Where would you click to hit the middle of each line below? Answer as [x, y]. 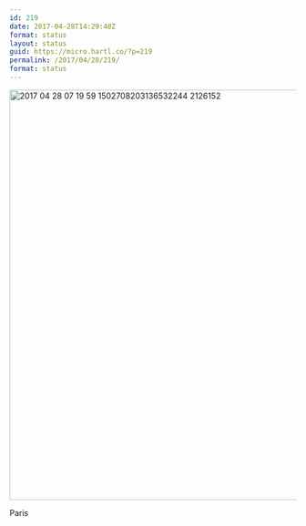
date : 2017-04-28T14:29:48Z [63, 26]
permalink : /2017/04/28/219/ [65, 60]
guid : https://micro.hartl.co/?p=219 [81, 52]
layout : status [38, 43]
